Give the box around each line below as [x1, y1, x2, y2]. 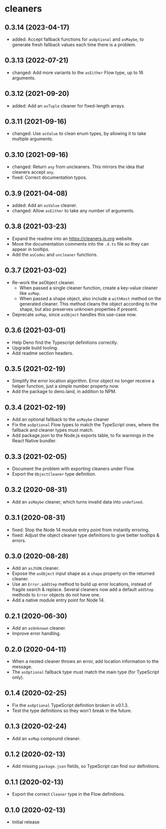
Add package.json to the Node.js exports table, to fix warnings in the [12, 432, 154, 438]
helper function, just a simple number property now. [12, 383, 119, 389]
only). [12, 674, 24, 680]
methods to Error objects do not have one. [12, 592, 101, 598]
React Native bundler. [12, 438, 57, 444]
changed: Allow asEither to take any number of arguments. [12, 208, 135, 214]
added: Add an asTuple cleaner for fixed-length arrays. [12, 102, 125, 108]
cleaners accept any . [12, 169, 55, 175]
